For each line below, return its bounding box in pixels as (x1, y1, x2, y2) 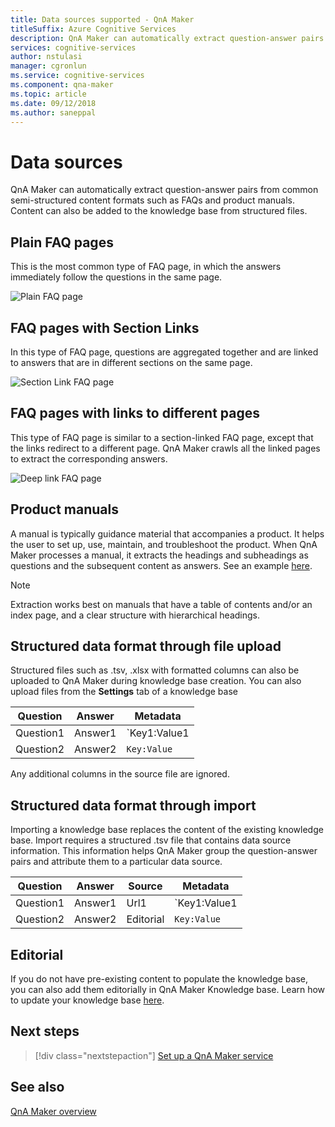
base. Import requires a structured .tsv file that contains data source (10, 834, 292, 846)
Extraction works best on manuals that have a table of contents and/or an (10, 598, 313, 610)
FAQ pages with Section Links (10, 319, 200, 336)
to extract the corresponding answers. (10, 452, 168, 465)
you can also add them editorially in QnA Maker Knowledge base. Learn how (10, 984, 326, 995)
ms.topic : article (10, 89, 87, 99)
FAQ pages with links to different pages (10, 405, 260, 422)
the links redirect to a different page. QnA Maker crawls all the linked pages (10, 442, 321, 454)
